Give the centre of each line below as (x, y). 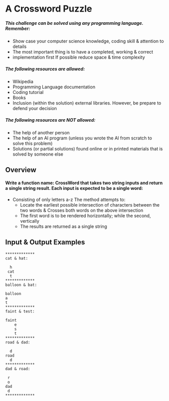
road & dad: (18, 342)
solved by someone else (38, 154)
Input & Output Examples (45, 242)
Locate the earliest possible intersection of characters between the (90, 205)
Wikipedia (23, 82)
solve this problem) (33, 143)
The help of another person (41, 133)
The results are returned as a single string (64, 226)
